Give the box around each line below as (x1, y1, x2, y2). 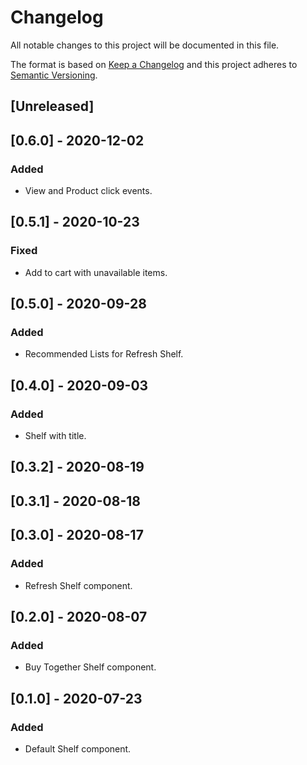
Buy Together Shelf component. (24, 661, 157, 673)
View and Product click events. (24, 185, 153, 197)
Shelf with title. (24, 430, 87, 442)
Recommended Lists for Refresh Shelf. (24, 348, 184, 360)
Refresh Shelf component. (24, 579, 133, 591)
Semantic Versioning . (10, 69, 98, 81)
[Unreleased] (10, 98, 95, 115)
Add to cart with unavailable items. (24, 266, 168, 278)
